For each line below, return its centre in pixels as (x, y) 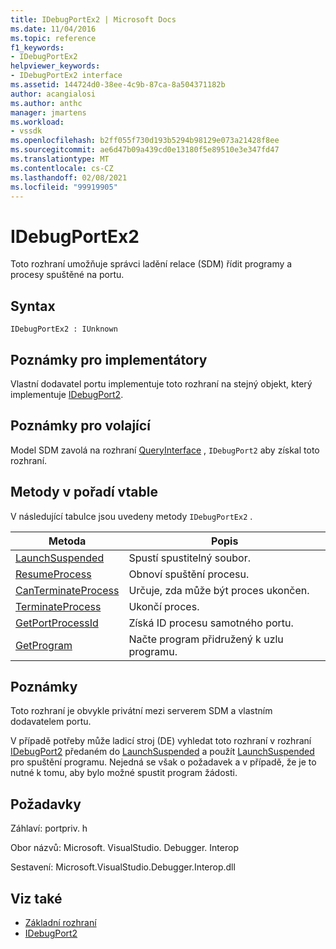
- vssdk (26, 131)
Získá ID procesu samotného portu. (211, 623)
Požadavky (46, 804)
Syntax (33, 306)
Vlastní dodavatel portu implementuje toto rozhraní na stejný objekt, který (161, 383)
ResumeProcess (53, 574)
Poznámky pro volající (80, 426)
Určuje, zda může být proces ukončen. (219, 590)
